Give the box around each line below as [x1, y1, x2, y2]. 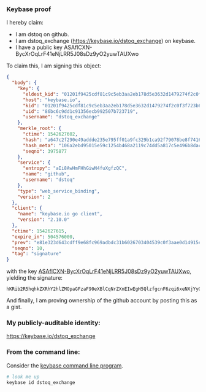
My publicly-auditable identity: [6, 318, 101, 327]
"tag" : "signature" [12, 251, 62, 257]
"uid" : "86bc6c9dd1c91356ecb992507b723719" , [22, 108, 139, 115]
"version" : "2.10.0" [17, 217, 70, 223]
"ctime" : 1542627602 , [22, 131, 78, 137]
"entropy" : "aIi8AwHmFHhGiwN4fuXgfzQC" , [22, 165, 128, 172]
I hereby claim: [6, 19, 44, 26]
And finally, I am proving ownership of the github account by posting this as [6, 297, 197, 304]
